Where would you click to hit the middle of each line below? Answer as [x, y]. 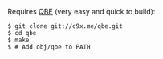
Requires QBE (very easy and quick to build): [81, 12]
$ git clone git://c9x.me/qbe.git [65, 26]
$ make [18, 40]
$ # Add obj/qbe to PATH [49, 47]
